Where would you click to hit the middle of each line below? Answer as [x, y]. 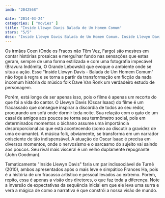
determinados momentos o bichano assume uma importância [67, 123]
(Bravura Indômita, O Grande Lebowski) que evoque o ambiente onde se [78, 66]
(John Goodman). [23, 155]
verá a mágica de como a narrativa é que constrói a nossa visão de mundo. [81, 190]
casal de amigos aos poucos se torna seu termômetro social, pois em [75, 118]
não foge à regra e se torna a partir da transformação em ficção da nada [79, 77]
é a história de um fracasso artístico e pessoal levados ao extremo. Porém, [81, 175]
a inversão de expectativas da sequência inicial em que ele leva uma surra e [82, 185]
